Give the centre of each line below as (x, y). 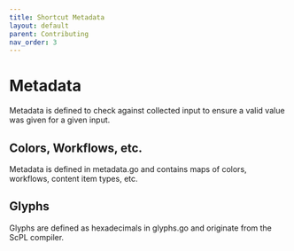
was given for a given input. (60, 120)
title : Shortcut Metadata (57, 17)
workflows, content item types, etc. (74, 179)
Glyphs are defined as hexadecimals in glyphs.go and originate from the (141, 228)
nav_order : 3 (33, 42)
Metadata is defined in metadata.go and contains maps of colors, (128, 169)
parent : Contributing (49, 34)
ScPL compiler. (37, 237)
